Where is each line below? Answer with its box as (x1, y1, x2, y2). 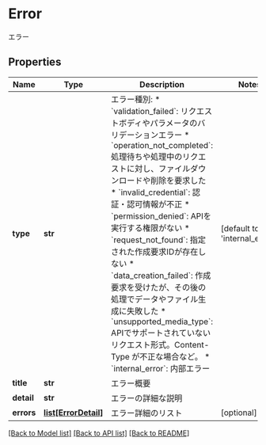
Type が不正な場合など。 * (110, 351, 211, 362)
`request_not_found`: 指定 (110, 234, 207, 245)
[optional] (220, 407, 257, 418)
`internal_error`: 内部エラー (110, 363, 211, 374)
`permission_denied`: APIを (110, 211, 212, 222)
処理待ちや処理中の (110, 151, 183, 162)
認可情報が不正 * (126, 199, 190, 210)
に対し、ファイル (126, 163, 191, 174)
